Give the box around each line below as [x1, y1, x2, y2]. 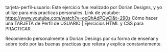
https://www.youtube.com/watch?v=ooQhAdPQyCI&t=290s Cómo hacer [5, 15, 158, 21]
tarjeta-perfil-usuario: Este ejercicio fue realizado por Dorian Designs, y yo [5, 5, 162, 10]
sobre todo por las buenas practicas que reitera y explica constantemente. [5, 41, 162, 47]
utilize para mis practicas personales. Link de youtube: [5, 10, 120, 16]
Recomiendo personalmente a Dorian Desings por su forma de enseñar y [5, 35, 159, 41]
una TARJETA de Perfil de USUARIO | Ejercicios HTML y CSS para [5, 20, 144, 26]
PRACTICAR [5, 26, 31, 32]
